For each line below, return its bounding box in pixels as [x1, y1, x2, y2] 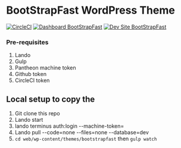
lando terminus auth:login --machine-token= [14, 122, 124, 130]
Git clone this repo [14, 110, 61, 117]
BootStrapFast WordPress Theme [6, 4, 176, 17]
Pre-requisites [6, 38, 49, 46]
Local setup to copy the [6, 94, 95, 104]
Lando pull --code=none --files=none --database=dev [14, 129, 149, 136]
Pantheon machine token [14, 64, 76, 71]
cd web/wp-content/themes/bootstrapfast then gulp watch [14, 135, 157, 143]
